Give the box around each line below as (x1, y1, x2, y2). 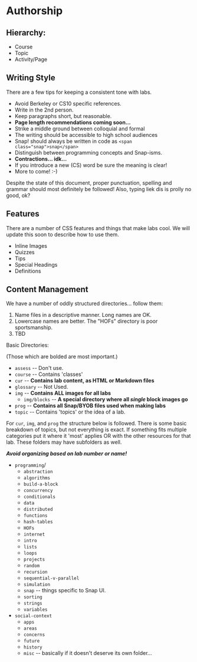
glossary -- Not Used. (14, 384, 68, 391)
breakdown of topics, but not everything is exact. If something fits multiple (6, 426, 187, 433)
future (23, 638, 40, 644)
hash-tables (23, 519, 53, 525)
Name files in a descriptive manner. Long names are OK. (14, 312, 152, 319)
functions (23, 513, 48, 519)
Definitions (14, 267, 41, 274)
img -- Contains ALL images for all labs (14, 389, 111, 396)
